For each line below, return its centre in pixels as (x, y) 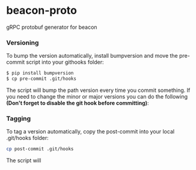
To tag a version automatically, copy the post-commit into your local (90, 132)
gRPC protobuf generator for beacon (52, 27)
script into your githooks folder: (65, 62)
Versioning (23, 43)
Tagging (19, 118)
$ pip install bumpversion (40, 73)
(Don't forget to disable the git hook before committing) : (78, 103)
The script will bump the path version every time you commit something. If (98, 90)
